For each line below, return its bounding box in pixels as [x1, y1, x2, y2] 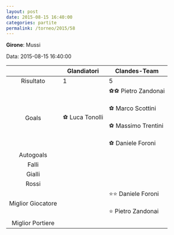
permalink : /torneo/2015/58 [6, 25, 76, 31]
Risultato [21, 77, 46, 85]
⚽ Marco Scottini [108, 104, 156, 112]
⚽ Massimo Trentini [108, 122, 164, 130]
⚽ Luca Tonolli [63, 113, 104, 121]
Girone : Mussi [6, 41, 41, 49]
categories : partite [6, 20, 57, 25]
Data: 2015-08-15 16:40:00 [6, 53, 72, 60]
